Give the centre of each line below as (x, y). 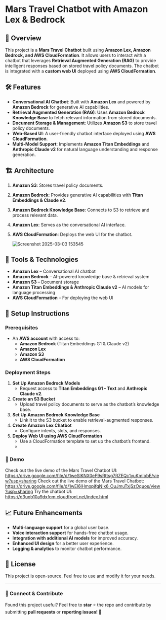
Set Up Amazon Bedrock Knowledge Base (56, 415)
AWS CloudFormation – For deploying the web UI (63, 298)
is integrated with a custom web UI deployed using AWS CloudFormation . (81, 71)
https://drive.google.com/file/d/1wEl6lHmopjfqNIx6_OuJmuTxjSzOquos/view (83, 486)
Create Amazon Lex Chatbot (42, 425)
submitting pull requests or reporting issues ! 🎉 (53, 612)
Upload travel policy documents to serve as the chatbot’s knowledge (89, 404)
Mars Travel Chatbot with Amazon (77, 9)
